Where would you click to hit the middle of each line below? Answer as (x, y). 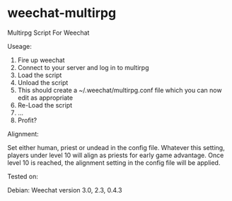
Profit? (27, 120)
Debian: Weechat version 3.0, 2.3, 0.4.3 (65, 190)
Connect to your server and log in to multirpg (83, 67)
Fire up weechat (41, 60)
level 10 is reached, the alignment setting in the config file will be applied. (114, 162)
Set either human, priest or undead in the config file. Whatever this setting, (116, 147)
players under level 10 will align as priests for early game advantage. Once (116, 155)
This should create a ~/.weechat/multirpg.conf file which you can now (120, 90)
